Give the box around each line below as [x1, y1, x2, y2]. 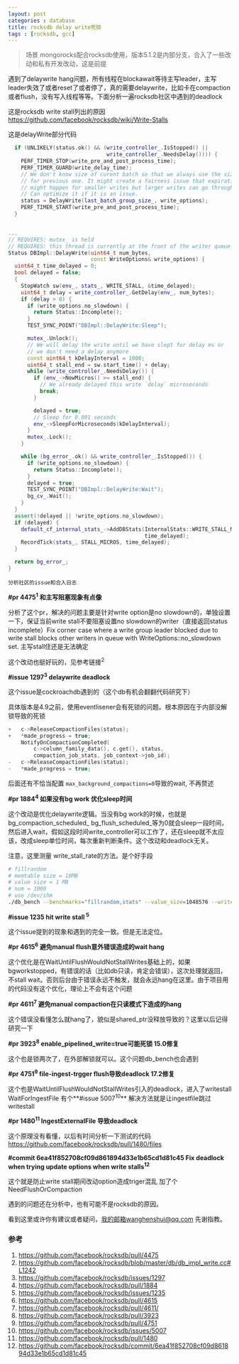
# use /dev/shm [8, 892, 53, 899]
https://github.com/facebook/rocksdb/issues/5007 [18, 1326, 167, 1335]
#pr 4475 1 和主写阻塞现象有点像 [8, 591, 102, 601]
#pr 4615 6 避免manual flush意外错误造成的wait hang [8, 941, 165, 951]
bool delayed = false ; [14, 269, 82, 276]
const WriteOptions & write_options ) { [90, 256, 205, 263]
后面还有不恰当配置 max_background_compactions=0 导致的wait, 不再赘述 [8, 779, 214, 788]
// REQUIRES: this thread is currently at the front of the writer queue [8, 242, 231, 249]
